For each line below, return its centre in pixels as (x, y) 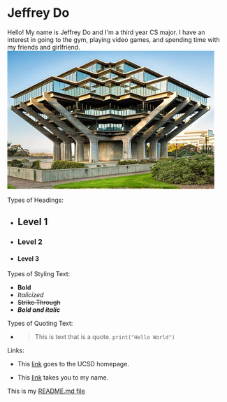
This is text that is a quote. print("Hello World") (105, 337)
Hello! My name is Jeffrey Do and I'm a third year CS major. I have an (106, 32)
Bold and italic (39, 310)
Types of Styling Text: (39, 274)
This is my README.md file (46, 391)
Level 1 (32, 222)
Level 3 (28, 258)
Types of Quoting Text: (40, 324)
